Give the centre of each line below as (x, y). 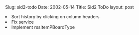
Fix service (23, 22)
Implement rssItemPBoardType (43, 27)
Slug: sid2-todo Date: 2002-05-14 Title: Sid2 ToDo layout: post (69, 7)
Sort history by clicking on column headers (56, 17)
